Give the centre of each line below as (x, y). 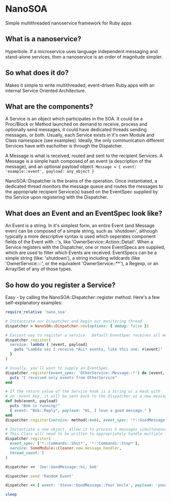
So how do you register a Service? (61, 285)
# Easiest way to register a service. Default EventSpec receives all (83, 335)
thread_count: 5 (27, 453)
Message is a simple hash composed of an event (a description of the (78, 161)
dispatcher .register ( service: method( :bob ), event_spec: (67, 420)
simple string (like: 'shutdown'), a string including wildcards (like (73, 258)
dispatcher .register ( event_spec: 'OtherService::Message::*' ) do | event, (85, 373)
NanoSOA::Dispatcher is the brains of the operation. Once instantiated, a (81, 181)
